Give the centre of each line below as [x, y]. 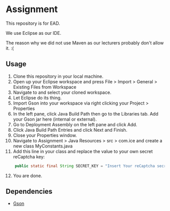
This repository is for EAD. [33, 23]
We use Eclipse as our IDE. [34, 33]
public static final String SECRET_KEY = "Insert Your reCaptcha [85, 166]
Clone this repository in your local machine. [58, 76]
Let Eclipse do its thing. [37, 97]
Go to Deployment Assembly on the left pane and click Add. [75, 124]
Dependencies [29, 192]
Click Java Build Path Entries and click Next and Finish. [70, 130]
